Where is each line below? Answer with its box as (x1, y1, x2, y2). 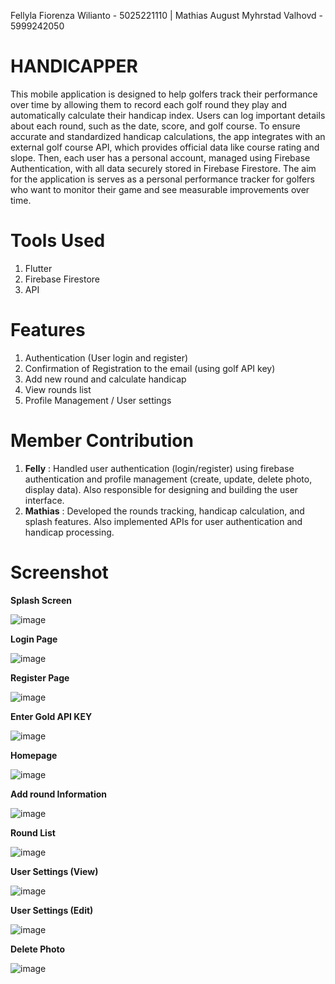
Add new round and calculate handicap (24, 373, 187, 385)
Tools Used (10, 230, 106, 252)
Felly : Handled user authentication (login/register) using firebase (24, 462, 295, 474)
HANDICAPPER (10, 55, 138, 78)
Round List (10, 826, 56, 839)
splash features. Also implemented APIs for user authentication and (24, 515, 303, 527)
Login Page (10, 633, 58, 645)
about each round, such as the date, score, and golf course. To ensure (10, 120, 301, 132)
